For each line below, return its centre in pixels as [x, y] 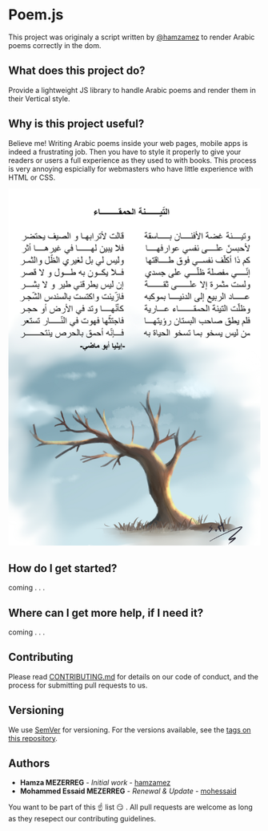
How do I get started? [63, 568]
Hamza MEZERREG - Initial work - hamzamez [95, 783]
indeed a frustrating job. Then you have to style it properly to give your [125, 152]
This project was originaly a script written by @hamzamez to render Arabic [132, 37]
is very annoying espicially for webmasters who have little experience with [131, 168]
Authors [29, 764]
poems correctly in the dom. [55, 45]
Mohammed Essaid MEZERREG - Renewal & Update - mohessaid [128, 791]
